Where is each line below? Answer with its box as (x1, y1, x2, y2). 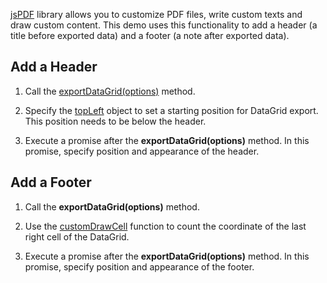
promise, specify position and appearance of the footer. (24, 260, 255, 273)
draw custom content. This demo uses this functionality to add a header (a (10, 19, 318, 31)
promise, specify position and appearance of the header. (24, 145, 260, 157)
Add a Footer (10, 174, 92, 191)
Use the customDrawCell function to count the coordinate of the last (24, 220, 307, 232)
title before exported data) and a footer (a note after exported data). (10, 30, 290, 41)
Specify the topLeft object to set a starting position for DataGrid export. (24, 104, 319, 116)
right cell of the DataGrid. (24, 230, 130, 243)
